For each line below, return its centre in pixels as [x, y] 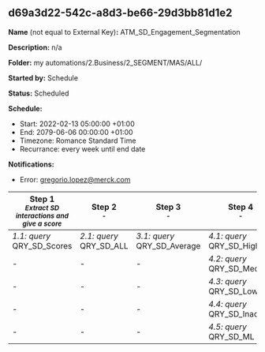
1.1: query [32, 236]
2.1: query [99, 236]
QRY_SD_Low [233, 291]
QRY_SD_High [234, 245]
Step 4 [241, 207]
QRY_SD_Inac [233, 313]
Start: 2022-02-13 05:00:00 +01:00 [77, 124]
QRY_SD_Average [168, 245]
